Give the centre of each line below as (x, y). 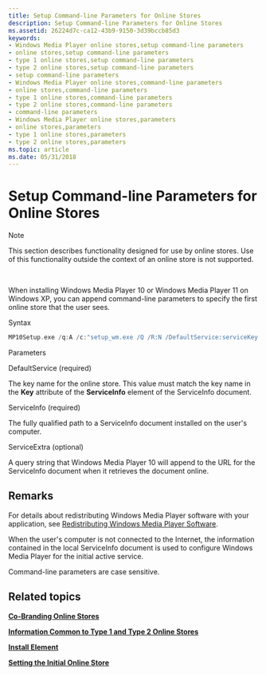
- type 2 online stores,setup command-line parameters (101, 68)
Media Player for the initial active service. (76, 556)
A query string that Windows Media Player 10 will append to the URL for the (132, 463)
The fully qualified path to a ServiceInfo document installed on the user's (128, 423)
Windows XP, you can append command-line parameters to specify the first (133, 299)
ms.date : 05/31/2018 (43, 157)
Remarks (31, 496)
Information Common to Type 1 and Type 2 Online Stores (104, 631)
